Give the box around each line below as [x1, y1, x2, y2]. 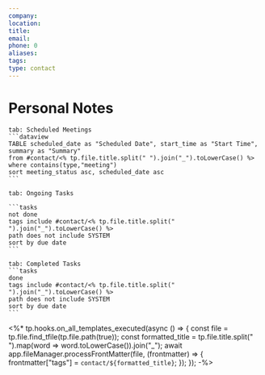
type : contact [8, 65, 57, 73]
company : [8, 11, 38, 20]
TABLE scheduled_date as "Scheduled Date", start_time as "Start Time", [8, 140, 259, 148]
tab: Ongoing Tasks [8, 189, 74, 198]
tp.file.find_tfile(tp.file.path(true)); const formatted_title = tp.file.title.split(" [8, 331, 254, 341]
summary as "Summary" [8, 147, 82, 155]
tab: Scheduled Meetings [8, 126, 92, 134]
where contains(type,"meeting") [8, 160, 117, 169]
